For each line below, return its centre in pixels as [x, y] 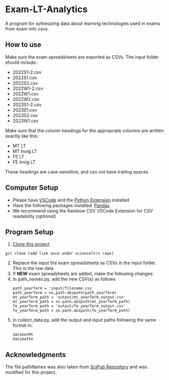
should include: [21, 62]
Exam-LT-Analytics [46, 9]
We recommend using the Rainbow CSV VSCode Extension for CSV [83, 211]
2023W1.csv [25, 121]
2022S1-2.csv [27, 72]
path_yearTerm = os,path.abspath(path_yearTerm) [65, 293]
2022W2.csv [26, 99]
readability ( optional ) [34, 216]
